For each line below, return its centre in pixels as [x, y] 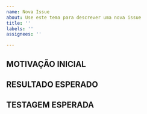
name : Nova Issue [28, 12]
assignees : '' [24, 34]
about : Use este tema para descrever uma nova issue [74, 17]
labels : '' [20, 29]
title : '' [19, 23]
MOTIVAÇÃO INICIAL [46, 64]
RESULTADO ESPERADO [52, 84]
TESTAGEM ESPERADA [50, 105]
